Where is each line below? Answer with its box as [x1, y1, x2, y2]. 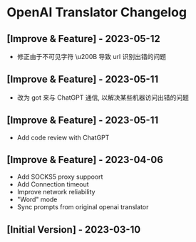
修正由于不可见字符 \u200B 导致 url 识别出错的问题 [16, 53, 167, 60]
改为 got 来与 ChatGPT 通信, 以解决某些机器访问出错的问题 [16, 93, 190, 102]
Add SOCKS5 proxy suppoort [16, 172, 103, 181]
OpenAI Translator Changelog [6, 4, 187, 21]
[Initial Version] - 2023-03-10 [6, 223, 141, 236]
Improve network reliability [16, 188, 96, 196]
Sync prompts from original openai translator [16, 203, 149, 211]
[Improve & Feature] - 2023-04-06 [6, 154, 163, 166]
